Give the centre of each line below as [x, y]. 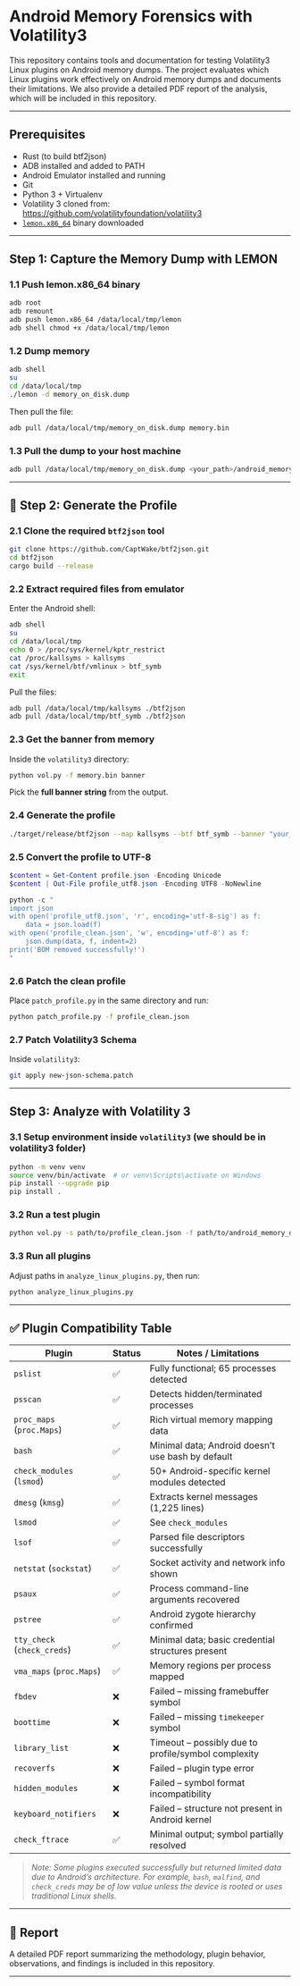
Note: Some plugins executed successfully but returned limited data [156, 1868]
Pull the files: [33, 692]
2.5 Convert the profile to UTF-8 [80, 857]
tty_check [34, 1640]
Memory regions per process [211, 1666]
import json [31, 908]
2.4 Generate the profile [62, 815]
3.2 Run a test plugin [55, 1215]
